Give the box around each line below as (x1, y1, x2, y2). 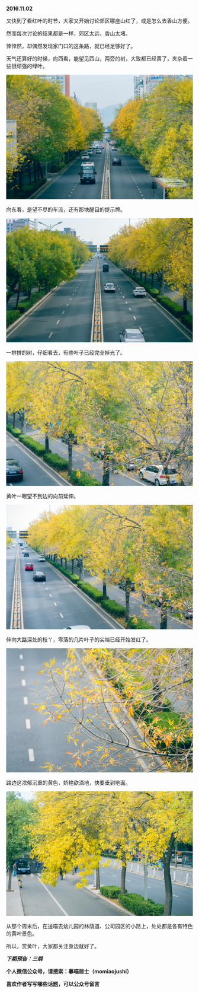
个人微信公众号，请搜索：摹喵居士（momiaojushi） (6, 968, 132, 975)
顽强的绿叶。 (16, 62, 48, 69)
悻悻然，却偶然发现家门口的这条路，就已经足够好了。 (6, 43, 136, 49)
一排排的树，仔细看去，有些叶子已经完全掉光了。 (6, 349, 126, 357)
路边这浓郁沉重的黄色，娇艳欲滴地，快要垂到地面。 (6, 779, 131, 787)
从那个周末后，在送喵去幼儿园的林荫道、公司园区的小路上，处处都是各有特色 (6, 922, 193, 930)
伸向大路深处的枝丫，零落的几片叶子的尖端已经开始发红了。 (6, 636, 152, 643)
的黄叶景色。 (6, 930, 37, 937)
